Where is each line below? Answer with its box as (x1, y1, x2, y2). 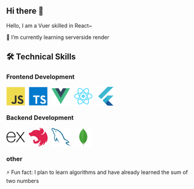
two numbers (6, 178, 39, 185)
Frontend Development (6, 73, 75, 81)
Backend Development (6, 113, 74, 122)
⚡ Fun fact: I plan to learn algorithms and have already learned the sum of (6, 169, 188, 176)
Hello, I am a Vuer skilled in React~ (6, 22, 92, 29)
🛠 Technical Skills (6, 52, 76, 62)
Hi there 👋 (6, 6, 44, 16)
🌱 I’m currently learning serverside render (6, 34, 110, 41)
